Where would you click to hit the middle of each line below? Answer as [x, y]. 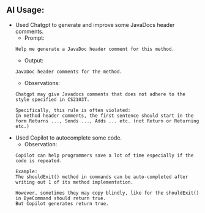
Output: [34, 60]
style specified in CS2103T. [52, 99]
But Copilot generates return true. [62, 204]
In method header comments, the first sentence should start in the [104, 116]
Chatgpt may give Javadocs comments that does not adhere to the [100, 94]
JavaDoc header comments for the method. [69, 72]
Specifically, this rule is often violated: [73, 110]
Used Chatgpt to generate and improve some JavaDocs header [95, 24]
